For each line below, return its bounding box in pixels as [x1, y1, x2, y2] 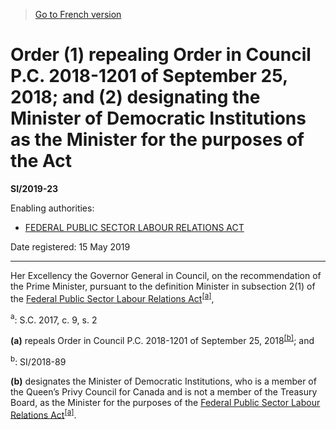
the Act [10, 150, 73, 173]
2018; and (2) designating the [10, 86, 261, 109]
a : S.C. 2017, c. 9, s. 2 [10, 312, 98, 326]
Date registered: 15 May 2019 [10, 240, 131, 253]
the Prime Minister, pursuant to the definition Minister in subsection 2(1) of [10, 280, 316, 292]
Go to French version [34, 9, 122, 20]
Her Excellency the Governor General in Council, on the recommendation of [10, 269, 322, 281]
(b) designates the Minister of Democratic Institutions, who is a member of [10, 375, 317, 387]
